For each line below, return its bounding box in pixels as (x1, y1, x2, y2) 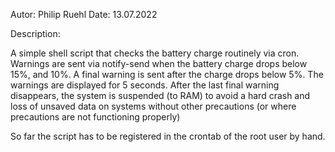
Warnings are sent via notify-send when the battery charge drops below (10, 58, 308, 69)
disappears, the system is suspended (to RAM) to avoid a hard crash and (10, 90, 311, 101)
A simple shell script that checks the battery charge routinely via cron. (10, 47, 300, 59)
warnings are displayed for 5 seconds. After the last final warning (10, 79, 280, 91)
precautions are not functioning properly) (10, 111, 181, 123)
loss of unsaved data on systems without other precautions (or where (10, 100, 297, 112)
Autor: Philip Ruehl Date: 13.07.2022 (10, 9, 158, 20)
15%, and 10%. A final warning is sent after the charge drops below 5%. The (10, 69, 324, 80)
